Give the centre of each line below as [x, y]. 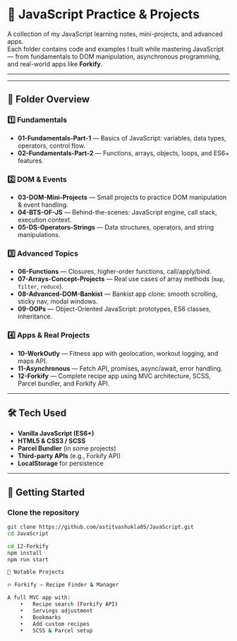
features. [31, 160]
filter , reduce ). [40, 287]
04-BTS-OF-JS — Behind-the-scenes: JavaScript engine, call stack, [117, 212]
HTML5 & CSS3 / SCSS [51, 441]
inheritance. [35, 316]
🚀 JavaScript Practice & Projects [103, 14]
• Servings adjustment [56, 611]
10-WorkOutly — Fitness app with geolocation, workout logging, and [118, 353]
